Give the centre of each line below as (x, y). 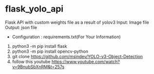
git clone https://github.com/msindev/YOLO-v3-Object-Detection (77, 56)
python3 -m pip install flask (39, 46)
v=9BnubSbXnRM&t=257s (38, 67)
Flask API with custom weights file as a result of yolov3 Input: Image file (77, 22)
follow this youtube (31, 61)
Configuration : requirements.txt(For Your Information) (66, 37)
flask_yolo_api (34, 9)
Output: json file (21, 27)
